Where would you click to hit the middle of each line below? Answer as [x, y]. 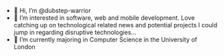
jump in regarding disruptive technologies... [75, 32]
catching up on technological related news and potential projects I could [115, 25]
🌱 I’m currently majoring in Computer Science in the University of [105, 40]
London [24, 47]
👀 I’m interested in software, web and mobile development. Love [104, 18]
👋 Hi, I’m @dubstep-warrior [52, 11]
